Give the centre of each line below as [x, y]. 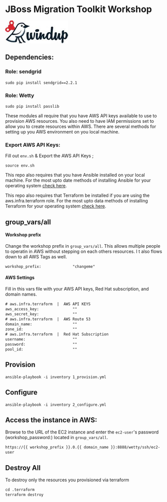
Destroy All [23, 468]
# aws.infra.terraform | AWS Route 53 [48, 319]
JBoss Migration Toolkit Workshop [78, 9]
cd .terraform [20, 490]
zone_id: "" [41, 329]
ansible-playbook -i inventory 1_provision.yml [56, 377]
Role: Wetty [20, 95]
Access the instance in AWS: [51, 420]
